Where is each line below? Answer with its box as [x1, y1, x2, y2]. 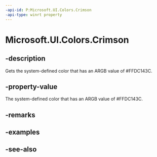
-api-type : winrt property [5, 12, 62, 17]
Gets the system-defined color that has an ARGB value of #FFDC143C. [5, 68, 153, 74]
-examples [5, 128, 40, 137]
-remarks [5, 110, 35, 119]
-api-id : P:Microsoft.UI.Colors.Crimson [5, 7, 92, 13]
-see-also [5, 145, 37, 154]
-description [5, 54, 46, 63]
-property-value [5, 82, 58, 91]
